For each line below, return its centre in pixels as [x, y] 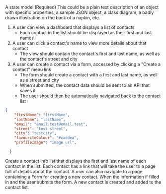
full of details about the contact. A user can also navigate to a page [74, 171]
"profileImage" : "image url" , [45, 143]
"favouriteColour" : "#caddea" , [46, 138]
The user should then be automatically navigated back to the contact [90, 96]
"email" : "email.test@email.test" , [51, 124]
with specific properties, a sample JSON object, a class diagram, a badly [80, 12]
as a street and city [40, 80]
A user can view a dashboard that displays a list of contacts [74, 27]
